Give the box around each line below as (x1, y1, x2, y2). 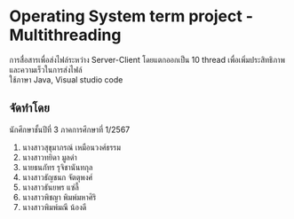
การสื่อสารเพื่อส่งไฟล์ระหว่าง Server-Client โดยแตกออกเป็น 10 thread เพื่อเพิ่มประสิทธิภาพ (9, 54, 286, 65)
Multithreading (9, 25, 122, 45)
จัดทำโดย (9, 100, 51, 116)
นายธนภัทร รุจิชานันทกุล (21, 161, 93, 172)
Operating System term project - (9, 6, 254, 27)
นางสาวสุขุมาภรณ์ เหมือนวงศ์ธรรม (21, 142, 122, 153)
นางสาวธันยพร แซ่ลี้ (21, 182, 80, 192)
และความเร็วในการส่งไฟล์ (9, 64, 83, 74)
